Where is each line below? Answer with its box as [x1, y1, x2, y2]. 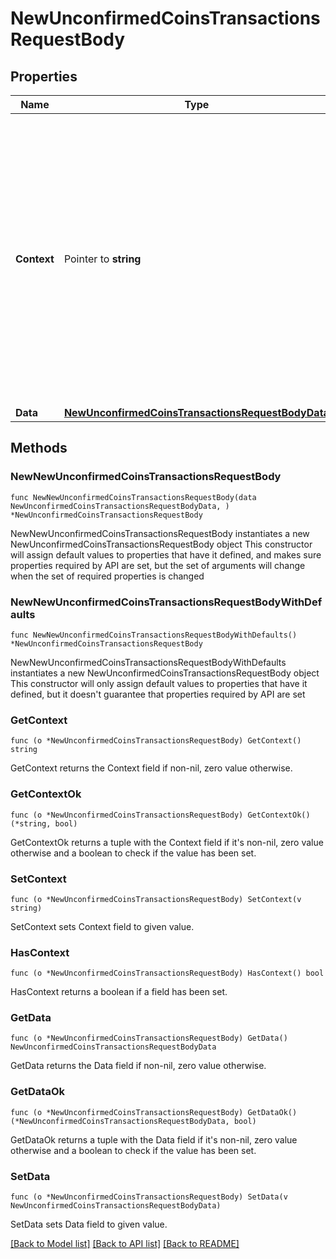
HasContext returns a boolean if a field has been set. [10, 986, 228, 998]
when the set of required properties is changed [10, 570, 205, 582]
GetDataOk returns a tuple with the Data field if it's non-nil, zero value [10, 1133, 298, 1146]
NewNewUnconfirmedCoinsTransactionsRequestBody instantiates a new [10, 527, 310, 539]
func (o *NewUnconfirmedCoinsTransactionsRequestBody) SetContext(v [10, 894, 302, 904]
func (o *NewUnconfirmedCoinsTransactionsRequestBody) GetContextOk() [10, 810, 311, 820]
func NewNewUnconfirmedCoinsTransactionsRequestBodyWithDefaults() [10, 630, 298, 640]
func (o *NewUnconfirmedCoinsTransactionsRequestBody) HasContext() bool [10, 968, 325, 979]
